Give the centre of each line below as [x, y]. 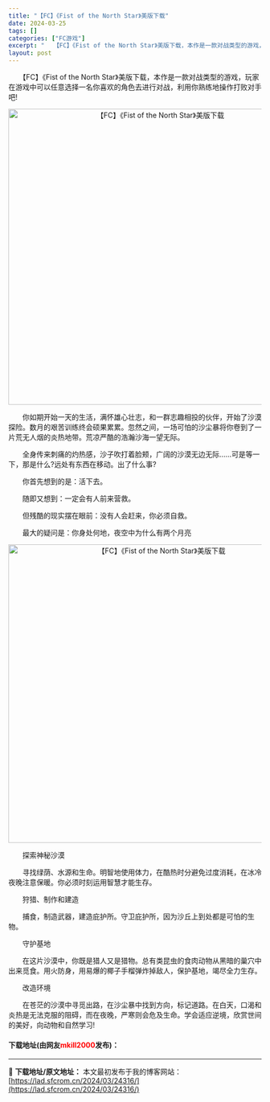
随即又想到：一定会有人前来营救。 [78, 498]
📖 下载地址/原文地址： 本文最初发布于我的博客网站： [95, 1072]
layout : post [30, 53]
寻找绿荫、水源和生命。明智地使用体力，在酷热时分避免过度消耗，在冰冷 [142, 872]
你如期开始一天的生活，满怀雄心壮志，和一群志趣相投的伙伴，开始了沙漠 [142, 417]
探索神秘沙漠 [43, 855]
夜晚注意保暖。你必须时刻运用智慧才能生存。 [82, 882]
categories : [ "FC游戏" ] [47, 38]
